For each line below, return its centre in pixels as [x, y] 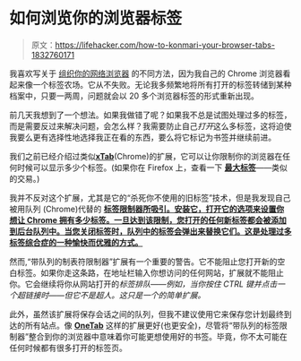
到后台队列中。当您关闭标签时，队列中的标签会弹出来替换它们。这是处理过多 [150, 231]
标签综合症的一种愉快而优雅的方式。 [76, 242]
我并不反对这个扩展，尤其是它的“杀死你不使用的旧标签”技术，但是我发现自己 [150, 197]
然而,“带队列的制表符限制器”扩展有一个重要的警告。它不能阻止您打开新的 [143, 262]
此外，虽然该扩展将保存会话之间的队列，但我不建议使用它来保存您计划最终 [146, 314]
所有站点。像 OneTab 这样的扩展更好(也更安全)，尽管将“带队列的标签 [152, 325]
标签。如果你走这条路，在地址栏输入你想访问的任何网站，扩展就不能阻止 [150, 272]
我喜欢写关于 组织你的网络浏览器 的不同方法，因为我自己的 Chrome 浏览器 [146, 73]
